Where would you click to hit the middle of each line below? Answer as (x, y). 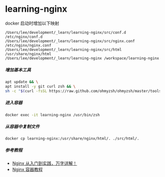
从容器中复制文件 (22, 126)
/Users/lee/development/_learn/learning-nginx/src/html (63, 50)
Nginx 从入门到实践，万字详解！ (45, 163)
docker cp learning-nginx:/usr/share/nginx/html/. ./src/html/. (72, 139)
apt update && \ (22, 82)
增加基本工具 (18, 70)
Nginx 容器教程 (27, 170)
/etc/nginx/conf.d (24, 37)
